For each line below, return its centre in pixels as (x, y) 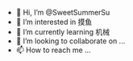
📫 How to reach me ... (53, 50)
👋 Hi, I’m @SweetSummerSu (63, 12)
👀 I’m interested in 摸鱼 (54, 22)
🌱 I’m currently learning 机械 (63, 32)
